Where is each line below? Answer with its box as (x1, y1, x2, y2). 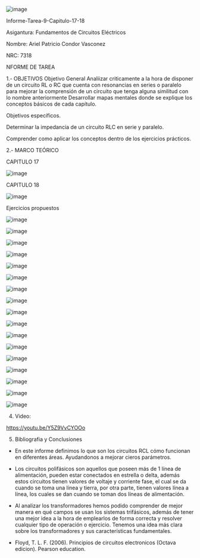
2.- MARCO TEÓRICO (6, 147, 59, 153)
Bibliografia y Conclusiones (14, 436, 82, 443)
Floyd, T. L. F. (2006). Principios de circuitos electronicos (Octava (14, 539, 176, 546)
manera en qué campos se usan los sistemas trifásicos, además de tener (14, 508, 194, 516)
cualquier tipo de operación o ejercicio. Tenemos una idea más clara (14, 521, 183, 528)
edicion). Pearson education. (14, 545, 86, 552)
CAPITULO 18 (6, 181, 40, 188)
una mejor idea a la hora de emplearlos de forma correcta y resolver (14, 515, 183, 522)
